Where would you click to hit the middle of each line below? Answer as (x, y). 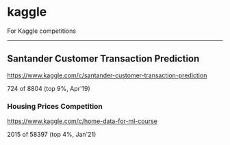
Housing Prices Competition (55, 106)
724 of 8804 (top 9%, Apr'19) (49, 88)
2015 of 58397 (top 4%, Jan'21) (52, 135)
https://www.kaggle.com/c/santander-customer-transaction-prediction (107, 75)
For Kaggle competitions (42, 31)
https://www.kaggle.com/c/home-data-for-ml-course (82, 121)
